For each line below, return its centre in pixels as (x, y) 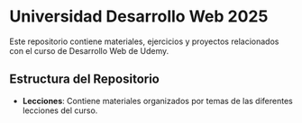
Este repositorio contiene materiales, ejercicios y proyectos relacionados (144, 41)
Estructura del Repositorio (84, 79)
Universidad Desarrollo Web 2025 (139, 17)
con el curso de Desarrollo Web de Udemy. (89, 50)
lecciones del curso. (60, 110)
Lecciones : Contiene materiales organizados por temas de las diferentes (157, 101)
